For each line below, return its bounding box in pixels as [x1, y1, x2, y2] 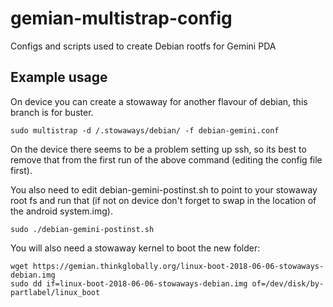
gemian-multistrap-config [10, 7, 233, 30]
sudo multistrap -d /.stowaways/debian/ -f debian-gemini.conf [10, 125, 280, 136]
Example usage [10, 69, 108, 86]
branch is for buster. [10, 106, 94, 118]
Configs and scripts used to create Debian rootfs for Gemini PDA [10, 40, 277, 52]
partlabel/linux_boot [10, 287, 101, 297]
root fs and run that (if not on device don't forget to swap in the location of [10, 194, 317, 206]
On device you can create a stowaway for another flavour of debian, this [10, 95, 308, 107]
